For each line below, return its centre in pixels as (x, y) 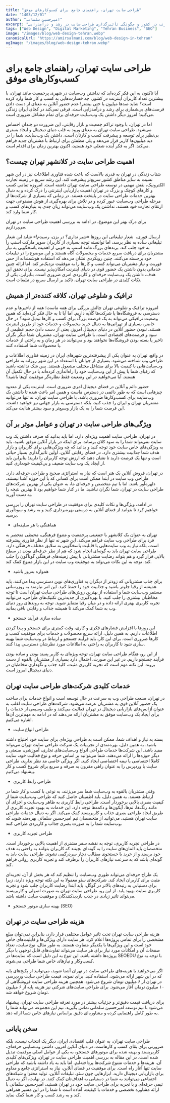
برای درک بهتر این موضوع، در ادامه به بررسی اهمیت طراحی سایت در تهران (76, 221)
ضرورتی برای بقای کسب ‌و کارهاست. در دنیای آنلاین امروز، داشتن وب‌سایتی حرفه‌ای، (84, 1046)
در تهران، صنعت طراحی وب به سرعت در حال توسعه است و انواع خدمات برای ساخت (85, 698)
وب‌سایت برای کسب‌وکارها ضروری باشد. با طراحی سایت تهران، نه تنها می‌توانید (80, 397)
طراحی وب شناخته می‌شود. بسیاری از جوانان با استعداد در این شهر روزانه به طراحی (84, 361)
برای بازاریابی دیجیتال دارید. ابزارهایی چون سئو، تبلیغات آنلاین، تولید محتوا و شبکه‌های (85, 1073)
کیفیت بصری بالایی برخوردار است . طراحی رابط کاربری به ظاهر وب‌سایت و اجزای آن (85, 802)
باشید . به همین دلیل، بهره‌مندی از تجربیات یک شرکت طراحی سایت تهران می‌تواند (81, 744)
